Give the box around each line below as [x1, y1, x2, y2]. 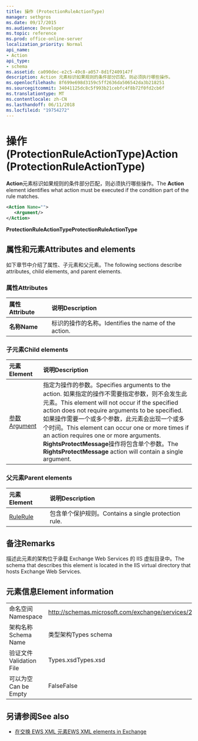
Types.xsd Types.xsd [48, 656, 105, 664]
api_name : [6, 47, 31, 53]
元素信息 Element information [6, 587, 114, 597]
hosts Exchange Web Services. [6, 568, 81, 575]
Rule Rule [9, 512, 34, 521]
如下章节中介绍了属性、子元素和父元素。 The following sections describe [6, 261, 182, 268]
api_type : [6, 58, 31, 64]
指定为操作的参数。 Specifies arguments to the [43, 381, 171, 389]
